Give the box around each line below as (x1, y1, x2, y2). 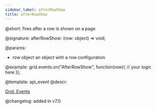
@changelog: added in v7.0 (5, 98, 61, 104)
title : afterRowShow (5, 12, 48, 17)
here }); (5, 69, 21, 75)
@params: (5, 45, 26, 51)
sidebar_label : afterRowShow (5, 7, 65, 12)
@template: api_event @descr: (5, 79, 68, 85)
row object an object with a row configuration (12, 54, 105, 60)
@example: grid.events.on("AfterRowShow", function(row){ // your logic (5, 64, 152, 70)
